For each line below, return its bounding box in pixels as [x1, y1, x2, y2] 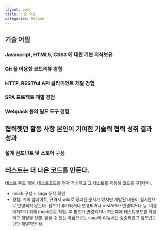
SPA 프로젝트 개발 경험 [5, 94, 55, 101]
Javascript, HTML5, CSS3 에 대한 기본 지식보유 [5, 51, 113, 58]
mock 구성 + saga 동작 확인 [12, 190, 65, 196]
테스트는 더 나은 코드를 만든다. [5, 166, 90, 175]
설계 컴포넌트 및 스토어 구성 [5, 149, 65, 156]
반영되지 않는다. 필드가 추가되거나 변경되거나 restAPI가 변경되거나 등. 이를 [17, 202, 158, 208]
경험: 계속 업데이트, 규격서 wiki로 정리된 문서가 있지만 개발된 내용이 [12, 196, 139, 202]
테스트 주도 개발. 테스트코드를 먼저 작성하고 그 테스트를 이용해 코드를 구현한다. [5, 180, 153, 186]
